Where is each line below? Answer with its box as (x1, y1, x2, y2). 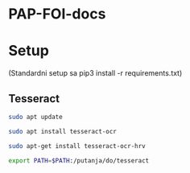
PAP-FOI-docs (8, 5, 106, 23)
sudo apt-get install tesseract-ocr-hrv (8, 142, 147, 150)
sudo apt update (8, 113, 63, 121)
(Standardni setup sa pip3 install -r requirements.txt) (8, 68, 183, 78)
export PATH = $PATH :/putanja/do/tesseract (8, 156, 150, 165)
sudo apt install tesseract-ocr (8, 127, 117, 135)
